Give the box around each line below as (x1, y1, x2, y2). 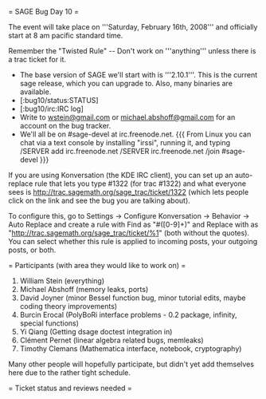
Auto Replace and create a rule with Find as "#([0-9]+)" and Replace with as (8, 219, 259, 229)
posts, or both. (8, 245, 57, 255)
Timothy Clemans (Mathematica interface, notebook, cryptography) (19, 344, 242, 354)
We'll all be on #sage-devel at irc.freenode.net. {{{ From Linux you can (19, 129, 252, 139)
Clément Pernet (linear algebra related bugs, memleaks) (19, 335, 205, 345)
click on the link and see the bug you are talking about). (8, 196, 191, 205)
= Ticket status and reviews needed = (8, 383, 133, 393)
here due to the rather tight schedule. (8, 368, 131, 377)
